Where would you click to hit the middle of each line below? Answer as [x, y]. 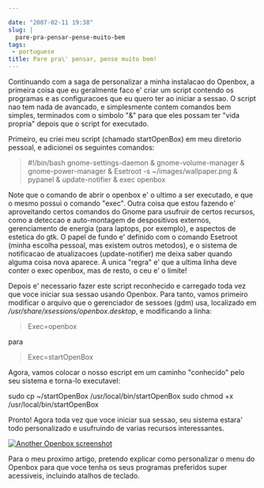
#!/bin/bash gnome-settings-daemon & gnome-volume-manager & [136, 163]
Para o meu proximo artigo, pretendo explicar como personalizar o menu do [132, 459]
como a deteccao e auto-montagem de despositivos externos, [110, 220]
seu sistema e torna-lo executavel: [64, 381]
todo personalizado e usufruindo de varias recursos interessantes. [116, 428]
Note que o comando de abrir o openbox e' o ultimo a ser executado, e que [131, 195]
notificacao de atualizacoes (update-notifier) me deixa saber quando [121, 253]
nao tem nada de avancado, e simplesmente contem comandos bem [120, 107]
